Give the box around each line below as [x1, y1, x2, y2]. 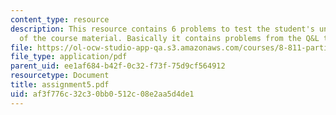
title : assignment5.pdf [10, 80, 110, 90]
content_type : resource [10, 14, 110, 25]
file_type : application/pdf [10, 52, 128, 62]
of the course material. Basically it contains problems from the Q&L [19, 33, 320, 43]
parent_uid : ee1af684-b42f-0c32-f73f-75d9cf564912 [10, 61, 226, 71]
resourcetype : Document [10, 71, 110, 81]
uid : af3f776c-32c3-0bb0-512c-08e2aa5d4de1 [10, 89, 195, 99]
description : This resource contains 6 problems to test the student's [10, 24, 315, 34]
